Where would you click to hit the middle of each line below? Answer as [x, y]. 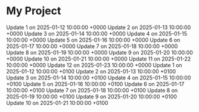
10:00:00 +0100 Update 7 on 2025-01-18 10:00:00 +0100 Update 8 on [92, 90]
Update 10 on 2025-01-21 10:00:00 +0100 [57, 103]
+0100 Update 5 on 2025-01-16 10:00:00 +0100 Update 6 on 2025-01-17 [95, 84]
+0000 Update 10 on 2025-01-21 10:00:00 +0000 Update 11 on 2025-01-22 [99, 59]
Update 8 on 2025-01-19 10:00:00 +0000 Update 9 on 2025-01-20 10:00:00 [100, 52]
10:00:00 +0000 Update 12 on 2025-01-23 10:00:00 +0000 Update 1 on [94, 65]
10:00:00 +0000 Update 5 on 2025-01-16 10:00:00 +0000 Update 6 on [93, 40]
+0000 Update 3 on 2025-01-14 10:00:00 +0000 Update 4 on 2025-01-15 [97, 33]
